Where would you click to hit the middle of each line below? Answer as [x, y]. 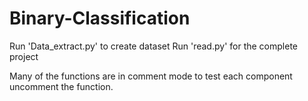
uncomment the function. [61, 86]
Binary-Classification [100, 18]
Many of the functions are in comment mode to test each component [151, 76]
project [24, 56]
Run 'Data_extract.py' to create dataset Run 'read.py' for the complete [153, 46]
